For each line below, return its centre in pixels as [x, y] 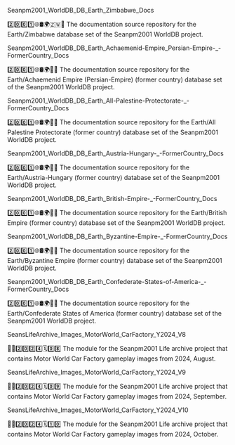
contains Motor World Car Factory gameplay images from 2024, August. [112, 359]
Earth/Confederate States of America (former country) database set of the [115, 313]
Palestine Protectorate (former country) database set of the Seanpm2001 [113, 132]
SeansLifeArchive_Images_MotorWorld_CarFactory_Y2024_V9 [97, 372]
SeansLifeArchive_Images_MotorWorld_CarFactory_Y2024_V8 [97, 334]
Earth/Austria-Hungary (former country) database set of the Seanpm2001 [114, 178]
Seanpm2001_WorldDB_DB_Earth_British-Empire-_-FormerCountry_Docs [112, 199]
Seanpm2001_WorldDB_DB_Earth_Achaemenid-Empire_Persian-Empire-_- [114, 48]
